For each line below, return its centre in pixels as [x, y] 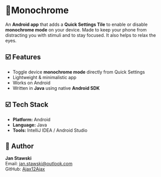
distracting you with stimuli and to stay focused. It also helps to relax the [80, 35]
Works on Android [31, 83]
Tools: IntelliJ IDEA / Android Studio [50, 130]
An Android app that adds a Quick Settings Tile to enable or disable [76, 24]
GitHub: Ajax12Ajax [25, 169]
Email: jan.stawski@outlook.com [39, 164]
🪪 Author [19, 146]
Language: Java [30, 125]
